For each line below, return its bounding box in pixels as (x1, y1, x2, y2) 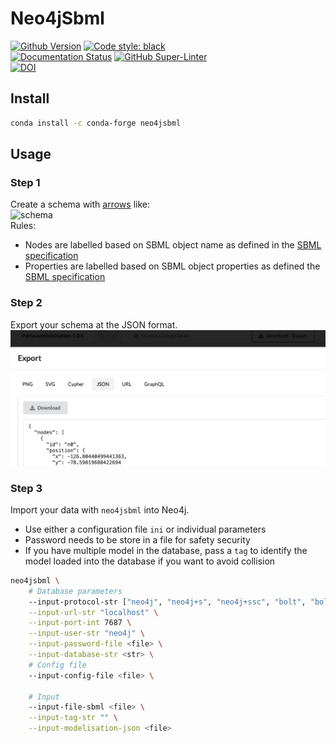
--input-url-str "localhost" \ (28, 607, 159, 617)
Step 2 (10, 296, 43, 310)
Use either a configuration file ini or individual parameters (24, 523, 267, 535)
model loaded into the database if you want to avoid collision (24, 555, 276, 567)
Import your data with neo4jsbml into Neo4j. (10, 503, 190, 516)
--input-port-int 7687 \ (28, 618, 132, 628)
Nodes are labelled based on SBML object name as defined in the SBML (24, 239, 322, 251)
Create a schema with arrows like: (10, 198, 150, 211)
